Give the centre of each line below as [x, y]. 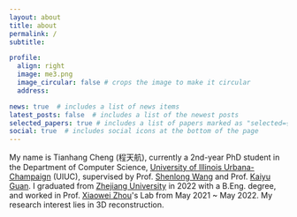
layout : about [35, 17]
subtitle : [27, 42]
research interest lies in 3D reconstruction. [87, 205]
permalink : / [33, 34]
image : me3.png [45, 75]
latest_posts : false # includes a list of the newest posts [124, 115]
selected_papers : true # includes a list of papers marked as [126, 123]
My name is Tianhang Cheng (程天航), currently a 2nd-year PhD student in [145, 157]
